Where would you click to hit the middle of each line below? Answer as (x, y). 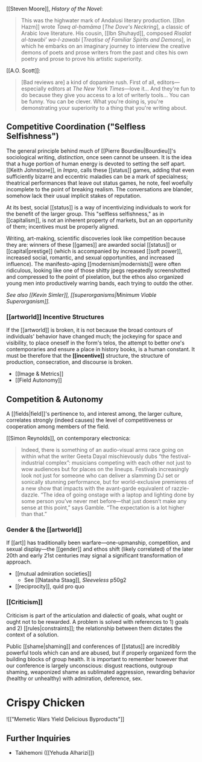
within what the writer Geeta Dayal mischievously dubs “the (95, 456)
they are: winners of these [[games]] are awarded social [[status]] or (91, 244)
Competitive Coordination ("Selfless (76, 127)
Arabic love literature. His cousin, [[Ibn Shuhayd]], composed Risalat (106, 33)
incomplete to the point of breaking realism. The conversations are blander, (99, 189)
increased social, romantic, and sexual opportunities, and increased (90, 257)
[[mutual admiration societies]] (53, 574)
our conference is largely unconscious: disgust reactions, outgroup (90, 665)
